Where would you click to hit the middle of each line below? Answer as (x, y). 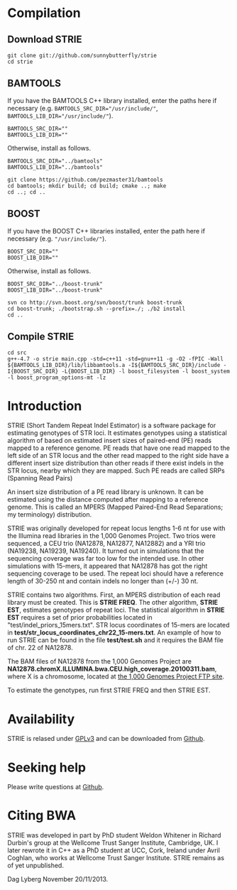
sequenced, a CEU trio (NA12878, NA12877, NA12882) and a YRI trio (106, 544)
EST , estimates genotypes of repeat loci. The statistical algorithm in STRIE (116, 610)
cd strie (20, 62)
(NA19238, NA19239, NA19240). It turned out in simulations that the (106, 551)
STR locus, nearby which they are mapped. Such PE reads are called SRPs (116, 471)
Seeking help (47, 767)
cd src (17, 353)
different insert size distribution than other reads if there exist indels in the (116, 463)
